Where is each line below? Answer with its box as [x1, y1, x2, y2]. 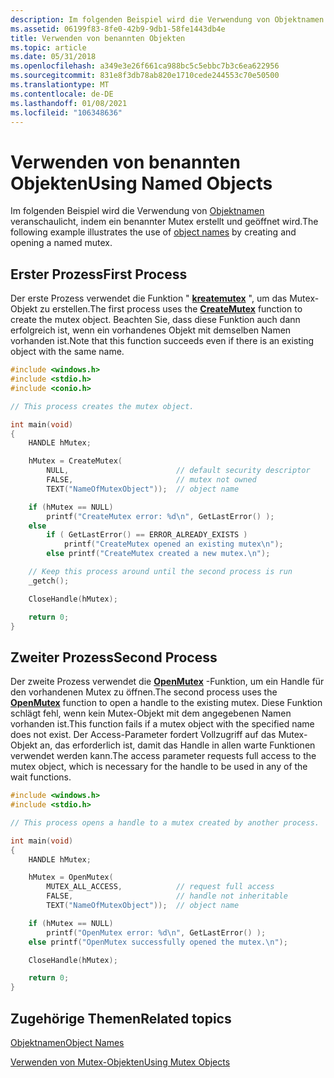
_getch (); [28, 576, 70, 586]
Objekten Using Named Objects [10, 172, 273, 195]
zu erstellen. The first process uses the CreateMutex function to [39, 303, 303, 315]
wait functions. [10, 771, 72, 783]
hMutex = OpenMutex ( [28, 872, 114, 883]
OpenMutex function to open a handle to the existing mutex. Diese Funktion [10, 697, 323, 709]
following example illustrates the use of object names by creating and [10, 226, 297, 238]
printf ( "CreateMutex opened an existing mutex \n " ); [63, 539, 284, 550]
